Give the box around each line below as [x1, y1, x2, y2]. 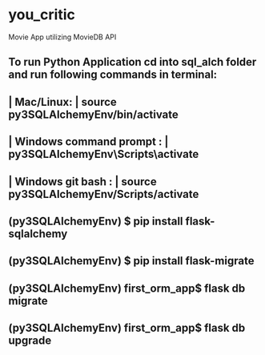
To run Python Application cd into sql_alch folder [8, 55, 257, 69]
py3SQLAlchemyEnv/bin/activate [8, 107, 179, 121]
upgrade [8, 334, 52, 348]
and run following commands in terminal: [8, 68, 218, 82]
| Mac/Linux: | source [8, 95, 118, 109]
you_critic [8, 6, 76, 24]
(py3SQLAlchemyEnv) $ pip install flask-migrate [8, 254, 255, 268]
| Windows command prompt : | [8, 135, 169, 149]
